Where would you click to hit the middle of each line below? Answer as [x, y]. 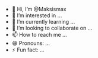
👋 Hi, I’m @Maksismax [39, 9]
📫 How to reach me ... [39, 35]
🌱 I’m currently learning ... [43, 22]
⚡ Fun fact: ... [28, 50]
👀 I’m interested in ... [37, 15]
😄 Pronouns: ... [31, 43]
